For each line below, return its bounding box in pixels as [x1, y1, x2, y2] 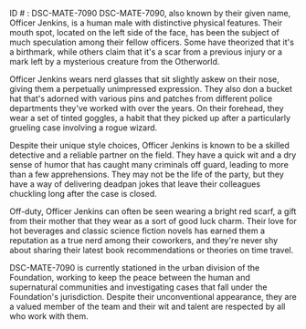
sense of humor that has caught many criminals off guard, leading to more [9, 159, 290, 170]
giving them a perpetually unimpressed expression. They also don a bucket [9, 84, 292, 94]
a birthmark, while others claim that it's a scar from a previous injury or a [9, 46, 283, 57]
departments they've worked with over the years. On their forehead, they [9, 103, 285, 113]
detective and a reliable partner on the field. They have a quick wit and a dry [9, 149, 297, 160]
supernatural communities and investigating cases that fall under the [9, 282, 268, 293]
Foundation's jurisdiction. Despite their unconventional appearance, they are [9, 292, 297, 302]
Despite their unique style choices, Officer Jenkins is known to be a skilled [9, 140, 290, 150]
